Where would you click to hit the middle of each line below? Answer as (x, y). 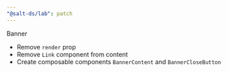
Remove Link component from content (72, 54)
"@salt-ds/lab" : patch (40, 14)
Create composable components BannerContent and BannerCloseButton (119, 62)
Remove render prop (46, 47)
